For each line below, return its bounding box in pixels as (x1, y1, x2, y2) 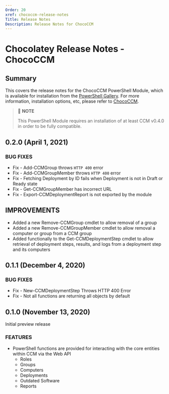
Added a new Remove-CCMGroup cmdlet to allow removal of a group (12, 220, 157, 226)
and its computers (12, 246, 50, 252)
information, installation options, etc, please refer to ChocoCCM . (5, 98, 139, 104)
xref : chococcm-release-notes (5, 12, 69, 17)
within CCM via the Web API (12, 351, 72, 357)
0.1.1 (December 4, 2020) (5, 261, 86, 270)
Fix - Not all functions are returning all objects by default (12, 293, 130, 299)
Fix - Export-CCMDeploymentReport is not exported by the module (12, 191, 152, 197)
